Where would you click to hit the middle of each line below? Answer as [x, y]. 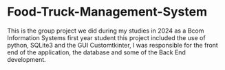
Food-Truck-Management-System [107, 12]
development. [26, 59]
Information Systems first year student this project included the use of [106, 37]
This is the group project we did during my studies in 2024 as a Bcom [106, 31]
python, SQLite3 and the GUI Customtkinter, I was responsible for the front [112, 45]
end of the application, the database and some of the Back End [96, 52]
